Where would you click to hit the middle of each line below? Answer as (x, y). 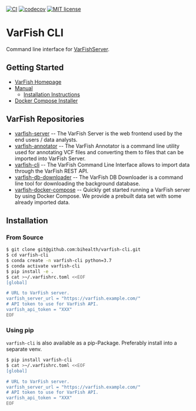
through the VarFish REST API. (52, 171)
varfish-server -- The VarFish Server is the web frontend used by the (98, 133)
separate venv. (24, 349)
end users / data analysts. (46, 140)
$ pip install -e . (30, 271)
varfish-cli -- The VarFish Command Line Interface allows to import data (102, 164)
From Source (25, 237)
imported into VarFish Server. (50, 158)
